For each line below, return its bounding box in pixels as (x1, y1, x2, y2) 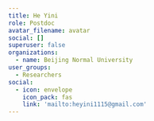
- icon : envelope (15, 85, 73, 94)
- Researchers (15, 71, 62, 79)
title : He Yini (8, 11, 59, 20)
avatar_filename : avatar (8, 26, 90, 34)
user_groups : (8, 64, 52, 72)
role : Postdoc (8, 19, 56, 27)
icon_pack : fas (22, 93, 73, 101)
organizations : (8, 49, 59, 57)
